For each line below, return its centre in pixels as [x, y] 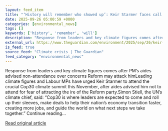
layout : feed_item [24, 10]
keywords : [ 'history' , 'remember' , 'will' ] [51, 33]
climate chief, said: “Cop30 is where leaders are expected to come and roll [82, 97]
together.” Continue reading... [35, 113]
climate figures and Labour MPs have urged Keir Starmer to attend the [77, 81]
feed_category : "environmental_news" [44, 56]
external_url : [20, 43]
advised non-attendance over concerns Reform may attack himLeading [79, 76]
